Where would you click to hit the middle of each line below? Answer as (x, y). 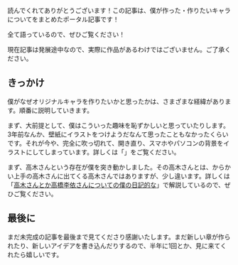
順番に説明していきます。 (56, 110)
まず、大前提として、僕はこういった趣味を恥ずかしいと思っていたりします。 (118, 125)
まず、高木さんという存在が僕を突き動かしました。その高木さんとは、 (110, 167)
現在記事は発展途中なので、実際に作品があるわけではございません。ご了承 (116, 49)
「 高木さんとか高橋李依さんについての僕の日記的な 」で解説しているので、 (116, 185)
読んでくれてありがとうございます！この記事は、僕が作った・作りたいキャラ (119, 10)
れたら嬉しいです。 (35, 254)
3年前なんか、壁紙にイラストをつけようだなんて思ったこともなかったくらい (118, 134)
